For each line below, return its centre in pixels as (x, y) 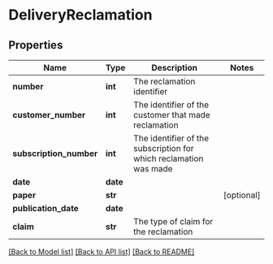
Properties (36, 45)
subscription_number (55, 154)
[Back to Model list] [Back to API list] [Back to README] (102, 252)
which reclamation (169, 158)
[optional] (242, 195)
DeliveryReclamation (80, 15)
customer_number (49, 115)
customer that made (172, 115)
